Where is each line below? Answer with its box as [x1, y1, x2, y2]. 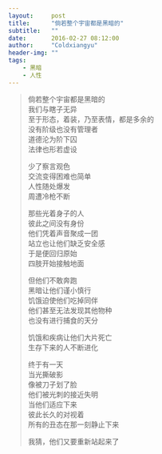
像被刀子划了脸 [27, 380, 77, 389]
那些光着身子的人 [27, 208, 85, 218]
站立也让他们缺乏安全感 [27, 238, 105, 248]
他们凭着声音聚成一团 [27, 228, 98, 238]
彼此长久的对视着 [27, 409, 85, 419]
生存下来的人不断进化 [27, 342, 98, 352]
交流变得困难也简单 [27, 171, 92, 181]
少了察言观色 [27, 161, 70, 171]
